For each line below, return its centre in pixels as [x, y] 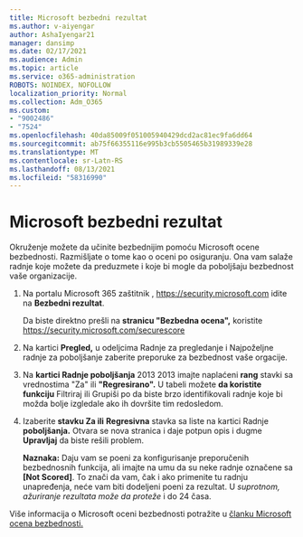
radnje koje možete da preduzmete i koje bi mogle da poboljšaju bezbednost [151, 267]
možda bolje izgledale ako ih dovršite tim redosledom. [123, 404]
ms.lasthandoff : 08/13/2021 [62, 169]
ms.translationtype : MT [54, 152]
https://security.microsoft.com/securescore [104, 330]
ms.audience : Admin [46, 60]
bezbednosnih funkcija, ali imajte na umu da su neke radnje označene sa [158, 467]
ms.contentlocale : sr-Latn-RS [66, 160]
